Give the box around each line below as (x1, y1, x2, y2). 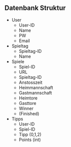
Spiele (11, 58, 25, 64)
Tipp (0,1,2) (18, 131, 42, 137)
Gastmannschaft (18, 90, 52, 96)
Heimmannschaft (18, 84, 53, 90)
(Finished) (18, 110, 39, 117)
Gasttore (18, 100, 36, 106)
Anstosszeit (18, 79, 43, 85)
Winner (18, 105, 34, 111)
